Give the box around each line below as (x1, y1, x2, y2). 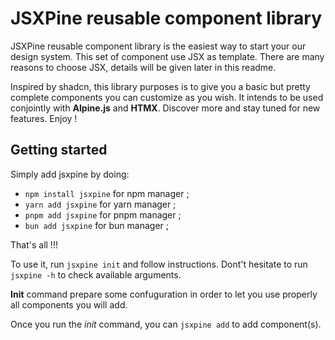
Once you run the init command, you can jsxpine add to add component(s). (10, 318, 322, 330)
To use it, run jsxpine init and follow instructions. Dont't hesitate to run (10, 258, 308, 270)
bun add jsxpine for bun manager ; (24, 219, 169, 231)
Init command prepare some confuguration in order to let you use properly (10, 288, 318, 300)
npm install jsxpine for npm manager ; (24, 187, 190, 199)
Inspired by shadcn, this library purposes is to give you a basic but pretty (10, 80, 311, 92)
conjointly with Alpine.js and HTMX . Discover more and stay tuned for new (10, 102, 321, 114)
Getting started (10, 142, 108, 159)
